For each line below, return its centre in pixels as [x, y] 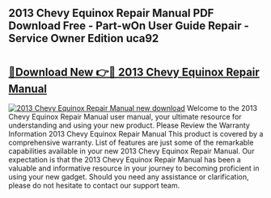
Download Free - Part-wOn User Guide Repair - [129, 26]
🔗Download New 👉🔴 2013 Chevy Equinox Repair [134, 72]
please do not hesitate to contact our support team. [94, 185]
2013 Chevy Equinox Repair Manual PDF [111, 13]
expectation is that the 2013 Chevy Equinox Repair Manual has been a [125, 160]
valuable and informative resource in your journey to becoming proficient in [134, 168]
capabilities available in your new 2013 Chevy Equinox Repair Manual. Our [131, 151]
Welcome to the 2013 [222, 108]
